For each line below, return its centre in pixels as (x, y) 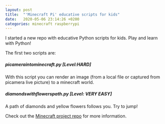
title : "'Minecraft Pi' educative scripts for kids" (63, 14)
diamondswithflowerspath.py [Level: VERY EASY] (59, 93)
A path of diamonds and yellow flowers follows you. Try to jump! (71, 106)
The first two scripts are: (31, 53)
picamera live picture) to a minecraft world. (50, 82)
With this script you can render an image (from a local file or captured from (83, 77)
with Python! (18, 43)
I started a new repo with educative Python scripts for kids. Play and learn (81, 38)
